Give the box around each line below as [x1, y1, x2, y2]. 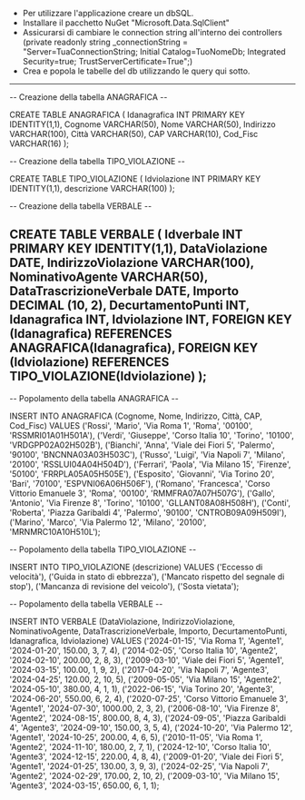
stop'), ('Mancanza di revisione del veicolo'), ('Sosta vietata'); [9, 580, 240, 591]
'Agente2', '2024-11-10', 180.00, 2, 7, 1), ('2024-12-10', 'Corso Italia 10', [9, 741, 272, 752]
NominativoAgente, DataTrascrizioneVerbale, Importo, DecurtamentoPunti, [9, 626, 288, 637]
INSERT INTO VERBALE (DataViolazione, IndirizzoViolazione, [9, 616, 236, 627]
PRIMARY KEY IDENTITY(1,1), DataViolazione [9, 241, 268, 257]
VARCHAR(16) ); [9, 138, 70, 149]
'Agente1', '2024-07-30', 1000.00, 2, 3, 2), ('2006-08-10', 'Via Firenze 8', [9, 703, 280, 714]
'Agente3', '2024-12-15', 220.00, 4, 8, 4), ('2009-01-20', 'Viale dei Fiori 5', [9, 751, 284, 762]
